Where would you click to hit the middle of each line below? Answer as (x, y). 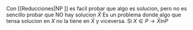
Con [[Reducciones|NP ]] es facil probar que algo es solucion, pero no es (96, 9)
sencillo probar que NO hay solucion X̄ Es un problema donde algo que (94, 15)
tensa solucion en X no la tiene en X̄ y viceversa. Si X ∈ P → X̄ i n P (88, 21)
